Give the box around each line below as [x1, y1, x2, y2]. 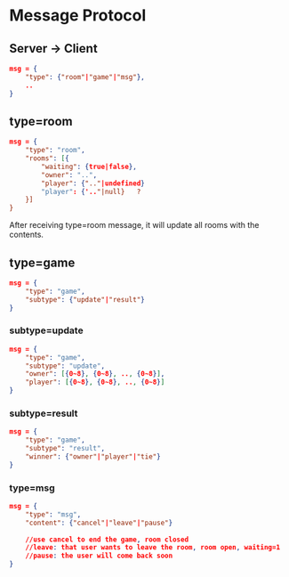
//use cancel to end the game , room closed [25, 535, 189, 544]
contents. [9, 229, 44, 240]
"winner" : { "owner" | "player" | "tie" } [25, 451, 162, 461]
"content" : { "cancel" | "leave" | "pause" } [25, 518, 173, 527]
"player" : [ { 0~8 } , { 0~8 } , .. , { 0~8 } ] [25, 378, 165, 387]
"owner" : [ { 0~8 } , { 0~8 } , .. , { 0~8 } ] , [25, 370, 165, 378]
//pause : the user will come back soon [25, 551, 173, 561]
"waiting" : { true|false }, [41, 162, 138, 171]
